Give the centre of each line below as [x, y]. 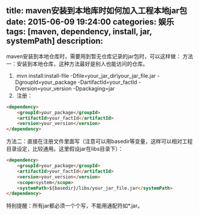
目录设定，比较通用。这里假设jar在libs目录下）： [65, 149]
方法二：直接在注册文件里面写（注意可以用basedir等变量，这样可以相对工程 [99, 141]
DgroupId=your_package [46, 82]
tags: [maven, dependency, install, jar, [79, 32]
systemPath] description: [55, 41]
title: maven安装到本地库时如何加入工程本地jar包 [97, 11]
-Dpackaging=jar [94, 88]
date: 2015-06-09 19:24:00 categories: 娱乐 [90, 22]
